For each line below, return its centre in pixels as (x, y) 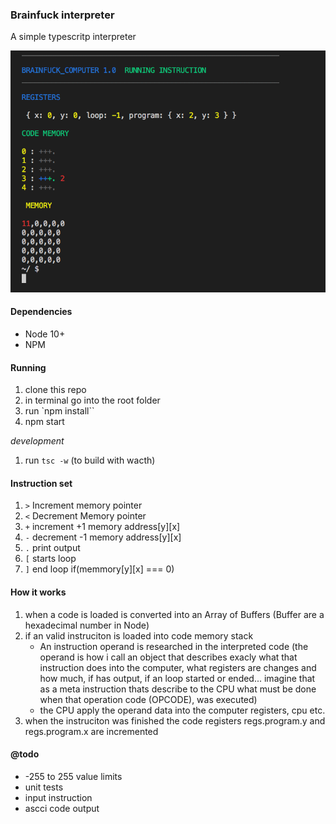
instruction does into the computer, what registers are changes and (178, 667)
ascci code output (62, 808)
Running (28, 367)
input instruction (58, 797)
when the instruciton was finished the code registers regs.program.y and (175, 720)
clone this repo (55, 390)
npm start (44, 422)
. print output (52, 548)
